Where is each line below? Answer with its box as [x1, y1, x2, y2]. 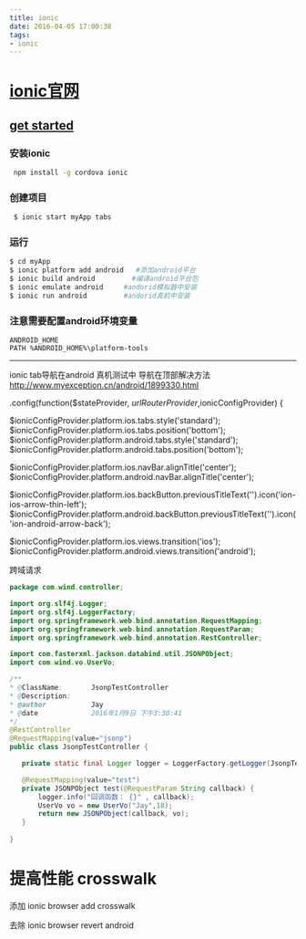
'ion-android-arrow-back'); [9, 518, 111, 529]
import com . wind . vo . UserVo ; [9, 658, 117, 667]
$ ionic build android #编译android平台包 [9, 275, 199, 284]
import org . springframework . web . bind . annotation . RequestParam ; [9, 624, 255, 634]
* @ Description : [9, 691, 71, 701]
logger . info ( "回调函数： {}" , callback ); [37, 792, 195, 801]
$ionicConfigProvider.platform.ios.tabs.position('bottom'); [9, 425, 226, 436]
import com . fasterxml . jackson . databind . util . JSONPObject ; [9, 650, 234, 659]
